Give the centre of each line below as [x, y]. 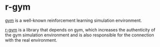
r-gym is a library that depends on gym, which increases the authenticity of [80, 30]
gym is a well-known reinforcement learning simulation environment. [73, 20]
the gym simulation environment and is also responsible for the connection [80, 35]
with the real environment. [31, 40]
